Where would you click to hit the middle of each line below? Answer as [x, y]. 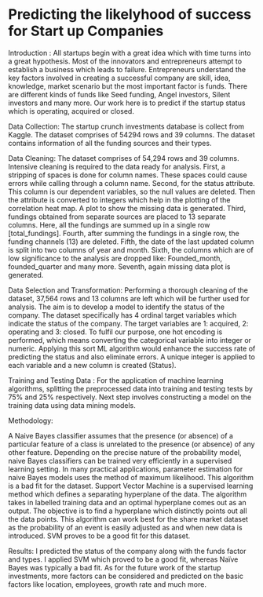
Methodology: [31, 420]
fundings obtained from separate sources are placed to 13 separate [117, 217]
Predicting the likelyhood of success [130, 15]
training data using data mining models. [72, 405]
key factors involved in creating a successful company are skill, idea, [119, 78]
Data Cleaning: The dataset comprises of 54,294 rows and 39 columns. [124, 158]
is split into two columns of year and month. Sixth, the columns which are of [131, 249]
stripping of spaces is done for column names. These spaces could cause [128, 175]
